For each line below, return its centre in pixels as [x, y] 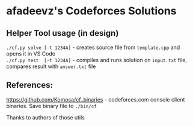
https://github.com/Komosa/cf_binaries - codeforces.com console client [96, 99]
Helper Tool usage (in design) [63, 33]
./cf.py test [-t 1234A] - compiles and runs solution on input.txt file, [97, 60]
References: [29, 85]
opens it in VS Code [31, 54]
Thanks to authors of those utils [46, 117]
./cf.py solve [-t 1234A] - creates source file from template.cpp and [93, 47]
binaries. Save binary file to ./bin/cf [52, 106]
